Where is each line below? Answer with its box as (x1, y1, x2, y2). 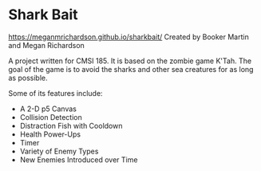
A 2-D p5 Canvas (19, 104, 77, 113)
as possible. (8, 73, 48, 82)
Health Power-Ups (19, 129, 81, 139)
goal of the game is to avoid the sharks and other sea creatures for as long (8, 64, 254, 74)
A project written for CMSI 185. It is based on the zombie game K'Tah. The (8, 56, 252, 66)
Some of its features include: (8, 88, 103, 97)
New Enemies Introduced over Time (19, 154, 138, 165)
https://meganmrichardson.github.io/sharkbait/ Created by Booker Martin (8, 32, 249, 42)
